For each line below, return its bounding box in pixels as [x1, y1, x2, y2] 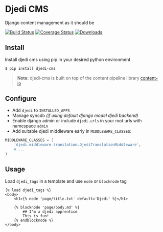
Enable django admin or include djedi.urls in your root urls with [12, 118, 142, 124]
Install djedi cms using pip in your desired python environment [5, 57, 131, 62]
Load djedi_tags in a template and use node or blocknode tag [5, 178, 127, 184]
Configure [5, 94, 37, 103]
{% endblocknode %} [14, 218, 54, 223]
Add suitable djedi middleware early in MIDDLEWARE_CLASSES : [12, 128, 132, 134]
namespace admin [12, 123, 48, 129]
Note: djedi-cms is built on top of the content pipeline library [17, 75, 140, 81]
